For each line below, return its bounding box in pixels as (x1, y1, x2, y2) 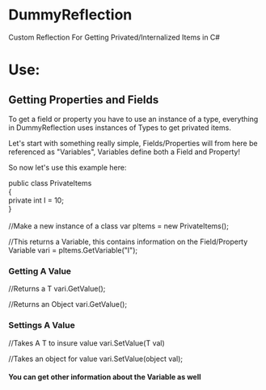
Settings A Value (8, 320, 75, 331)
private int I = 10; (8, 195, 65, 205)
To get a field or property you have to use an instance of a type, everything (8, 114, 259, 124)
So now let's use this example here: (8, 162, 127, 172)
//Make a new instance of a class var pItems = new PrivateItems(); (8, 220, 229, 231)
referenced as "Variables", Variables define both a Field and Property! (8, 147, 241, 157)
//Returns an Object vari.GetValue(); (8, 300, 128, 309)
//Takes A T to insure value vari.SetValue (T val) (8, 338, 166, 348)
